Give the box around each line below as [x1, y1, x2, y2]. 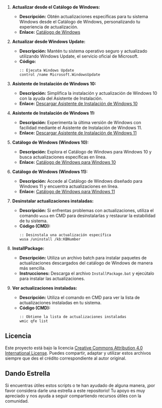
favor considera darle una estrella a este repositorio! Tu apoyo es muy [5, 387, 145, 393]
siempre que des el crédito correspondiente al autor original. [5, 355, 126, 361]
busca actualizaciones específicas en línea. [19, 154, 107, 160]
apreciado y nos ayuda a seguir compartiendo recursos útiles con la [5, 393, 142, 399]
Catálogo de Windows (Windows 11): [12, 169, 88, 174]
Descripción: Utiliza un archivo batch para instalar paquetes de [19, 255, 147, 260]
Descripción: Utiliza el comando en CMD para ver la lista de [19, 295, 140, 300]
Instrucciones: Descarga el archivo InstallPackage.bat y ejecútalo [19, 271, 154, 276]
